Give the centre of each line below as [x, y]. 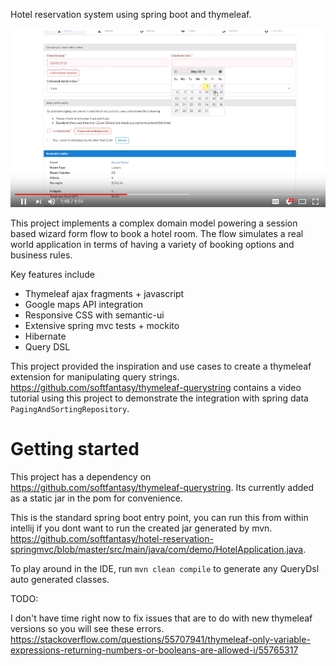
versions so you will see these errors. [87, 628]
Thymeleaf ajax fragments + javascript [104, 294]
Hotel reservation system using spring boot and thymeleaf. [131, 14]
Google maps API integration [84, 305]
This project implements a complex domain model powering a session [154, 223]
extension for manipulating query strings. [95, 377]
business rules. [41, 255]
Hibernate [45, 336]
